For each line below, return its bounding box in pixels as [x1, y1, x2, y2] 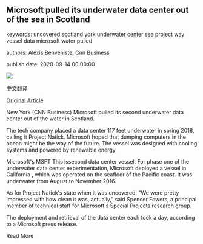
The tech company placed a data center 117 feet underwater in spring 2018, [6, 127, 195, 134]
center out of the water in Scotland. [6, 115, 95, 122]
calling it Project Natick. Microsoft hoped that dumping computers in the [6, 133, 187, 141]
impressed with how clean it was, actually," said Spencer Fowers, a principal [6, 195, 197, 203]
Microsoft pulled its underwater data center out [6, 5, 189, 15]
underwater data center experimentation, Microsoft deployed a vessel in [6, 164, 187, 172]
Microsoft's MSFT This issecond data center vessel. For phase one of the [6, 158, 190, 165]
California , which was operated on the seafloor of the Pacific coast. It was [6, 170, 193, 178]
